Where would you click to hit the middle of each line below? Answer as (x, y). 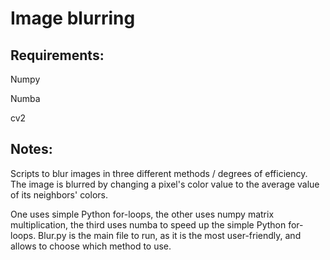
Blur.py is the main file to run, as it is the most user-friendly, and (170, 235)
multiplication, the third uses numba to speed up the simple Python (148, 224)
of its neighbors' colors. (59, 194)
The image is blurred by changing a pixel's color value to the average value (165, 184)
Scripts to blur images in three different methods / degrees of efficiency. (159, 173)
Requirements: (57, 55)
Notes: (31, 149)
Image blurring (73, 18)
